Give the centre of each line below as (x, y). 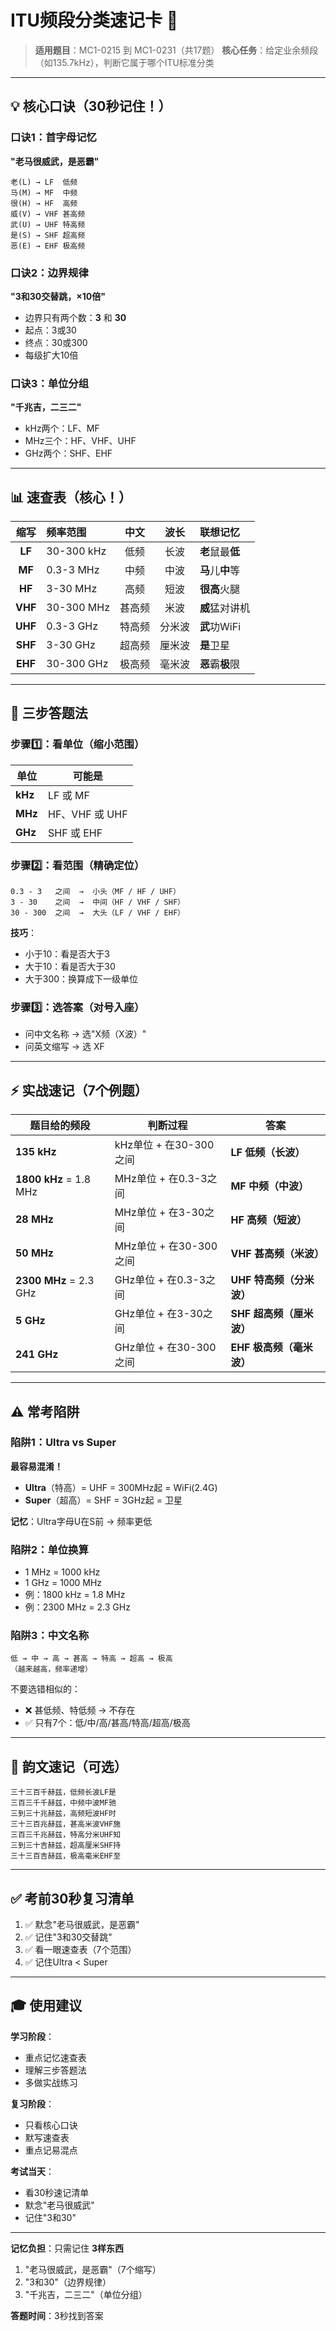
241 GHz (37, 1354)
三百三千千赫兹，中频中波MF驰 (63, 1803)
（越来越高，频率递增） (51, 1669)
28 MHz (35, 1219)
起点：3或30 (50, 330)
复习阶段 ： (32, 2103)
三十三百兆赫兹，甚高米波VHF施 (66, 1824)
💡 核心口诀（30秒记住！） (91, 106)
